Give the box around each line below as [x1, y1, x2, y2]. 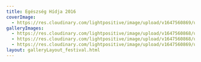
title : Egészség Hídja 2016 [6, 8, 77, 15]
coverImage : [6, 14, 36, 20]
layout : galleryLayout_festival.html [6, 47, 100, 53]
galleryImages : [6, 25, 44, 31]
